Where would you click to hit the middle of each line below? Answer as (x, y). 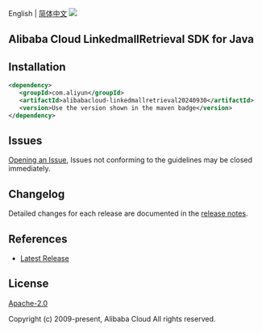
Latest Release (45, 258)
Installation (37, 67)
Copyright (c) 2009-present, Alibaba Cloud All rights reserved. (112, 318)
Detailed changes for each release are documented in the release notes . (128, 213)
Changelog (37, 194)
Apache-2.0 (28, 303)
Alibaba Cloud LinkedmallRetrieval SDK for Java (131, 39)
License (29, 284)
